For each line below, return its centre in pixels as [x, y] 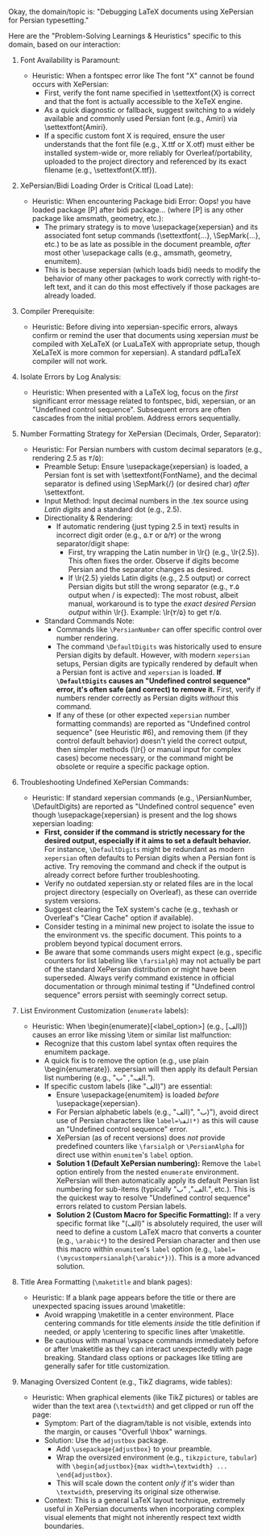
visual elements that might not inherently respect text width [143, 1517]
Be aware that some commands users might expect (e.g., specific [153, 952]
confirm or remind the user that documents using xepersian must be [145, 335]
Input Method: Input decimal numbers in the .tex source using [146, 501]
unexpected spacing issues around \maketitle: [108, 1306]
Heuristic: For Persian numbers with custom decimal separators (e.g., [147, 449]
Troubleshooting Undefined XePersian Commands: [104, 782]
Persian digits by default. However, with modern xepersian [153, 655]
